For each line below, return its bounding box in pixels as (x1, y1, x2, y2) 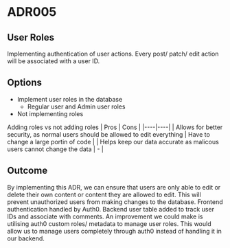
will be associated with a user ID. (7, 57, 100, 65)
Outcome (7, 165, 48, 177)
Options (7, 77, 43, 89)
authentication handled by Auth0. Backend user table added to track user (7, 205, 215, 213)
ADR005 (7, 4, 57, 20)
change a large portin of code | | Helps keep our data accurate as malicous (7, 137, 220, 146)
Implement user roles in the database (16, 95, 123, 103)
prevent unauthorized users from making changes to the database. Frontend (7, 197, 223, 206)
